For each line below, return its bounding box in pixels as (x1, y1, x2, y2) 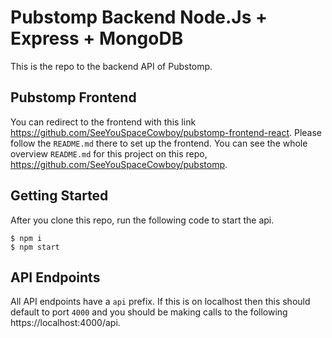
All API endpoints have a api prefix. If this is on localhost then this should (10, 296, 311, 308)
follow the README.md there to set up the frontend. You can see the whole (10, 137, 308, 149)
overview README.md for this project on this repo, (10, 147, 208, 160)
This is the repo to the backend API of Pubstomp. (10, 60, 213, 72)
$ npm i (10, 233, 43, 243)
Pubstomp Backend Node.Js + (10, 6, 268, 29)
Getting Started (10, 187, 109, 205)
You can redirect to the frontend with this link (10, 116, 197, 128)
